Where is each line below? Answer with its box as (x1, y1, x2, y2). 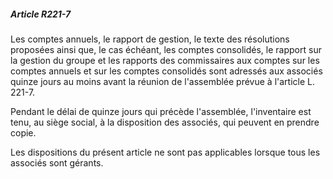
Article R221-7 (10, 8, 72, 20)
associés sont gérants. (10, 156, 104, 169)
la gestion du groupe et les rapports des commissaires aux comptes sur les (10, 54, 320, 66)
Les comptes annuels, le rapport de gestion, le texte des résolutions (10, 33, 290, 45)
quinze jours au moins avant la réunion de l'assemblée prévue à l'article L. (10, 75, 316, 87)
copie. (10, 126, 37, 139)
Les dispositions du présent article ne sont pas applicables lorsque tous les (10, 146, 321, 158)
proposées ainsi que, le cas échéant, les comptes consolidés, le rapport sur (10, 43, 322, 55)
